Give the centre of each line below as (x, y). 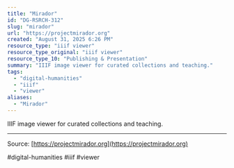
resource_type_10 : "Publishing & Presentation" (78, 59)
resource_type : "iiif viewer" (51, 46)
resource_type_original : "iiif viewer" (65, 53)
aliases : (20, 98)
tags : (15, 72)
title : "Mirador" (32, 14)
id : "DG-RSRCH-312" (36, 20)
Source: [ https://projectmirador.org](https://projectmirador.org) (97, 144)
